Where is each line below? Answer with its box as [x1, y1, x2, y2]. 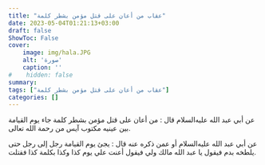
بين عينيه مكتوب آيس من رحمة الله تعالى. [8, 124, 131, 133]
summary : [8, 78, 38, 86]
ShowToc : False [8, 33, 59, 42]
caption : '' [22, 64, 62, 72]
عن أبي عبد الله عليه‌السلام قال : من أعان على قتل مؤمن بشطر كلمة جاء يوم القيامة [8, 115, 255, 124]
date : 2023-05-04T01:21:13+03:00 [8, 19, 120, 27]
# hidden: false [8, 71, 73, 79]
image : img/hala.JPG [22, 49, 91, 57]
